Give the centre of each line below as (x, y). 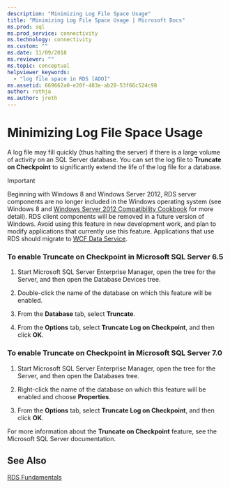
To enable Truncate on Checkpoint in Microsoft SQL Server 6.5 (115, 257)
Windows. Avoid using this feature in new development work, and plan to (112, 224)
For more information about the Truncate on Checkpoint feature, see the (112, 431)
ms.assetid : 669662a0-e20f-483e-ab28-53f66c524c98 (82, 85)
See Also (27, 460)
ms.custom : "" (28, 46)
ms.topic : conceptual (39, 66)
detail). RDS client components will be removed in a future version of (106, 216)
